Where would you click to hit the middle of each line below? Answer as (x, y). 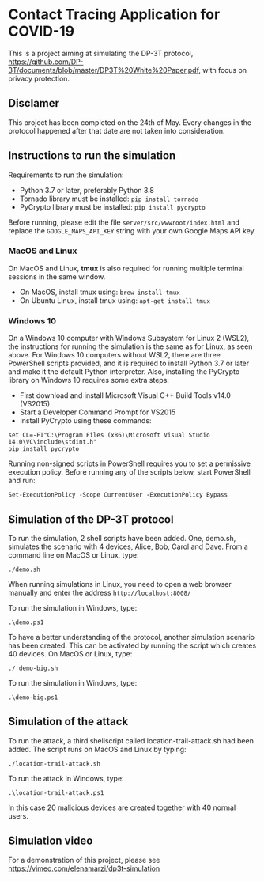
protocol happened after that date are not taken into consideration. (117, 130)
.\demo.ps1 (26, 622)
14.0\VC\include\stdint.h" (53, 442)
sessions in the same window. (57, 276)
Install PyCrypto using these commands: (85, 421)
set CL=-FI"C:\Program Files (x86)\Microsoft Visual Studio (109, 435)
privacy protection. (39, 78)
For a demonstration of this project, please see (84, 860)
